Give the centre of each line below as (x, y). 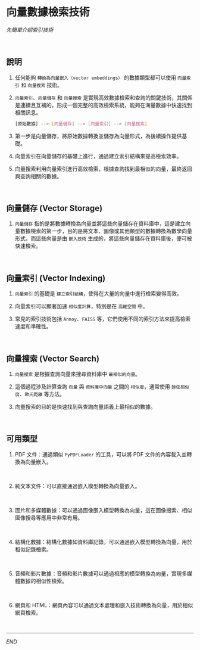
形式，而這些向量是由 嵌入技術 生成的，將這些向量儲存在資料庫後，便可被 (103, 238)
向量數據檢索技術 (48, 12)
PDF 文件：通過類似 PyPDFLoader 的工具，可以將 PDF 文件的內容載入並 (101, 454)
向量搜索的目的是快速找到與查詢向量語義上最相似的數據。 (85, 407)
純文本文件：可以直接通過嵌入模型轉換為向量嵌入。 (77, 486)
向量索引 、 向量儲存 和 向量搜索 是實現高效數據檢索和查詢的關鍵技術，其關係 (104, 97)
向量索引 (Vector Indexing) (56, 278)
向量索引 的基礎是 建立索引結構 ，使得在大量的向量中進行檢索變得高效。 (99, 294)
